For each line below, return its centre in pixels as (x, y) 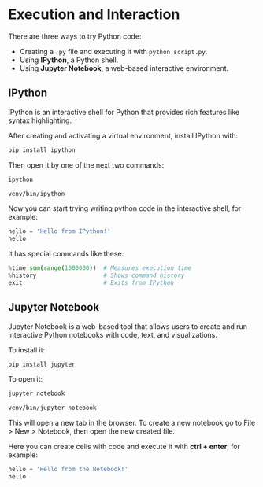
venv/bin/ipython (37, 194)
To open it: (26, 379)
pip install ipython (42, 150)
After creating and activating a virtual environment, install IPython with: (123, 135)
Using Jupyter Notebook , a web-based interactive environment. (124, 68)
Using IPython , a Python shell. (69, 60)
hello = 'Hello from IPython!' (59, 231)
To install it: (27, 350)
